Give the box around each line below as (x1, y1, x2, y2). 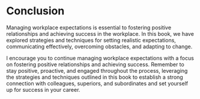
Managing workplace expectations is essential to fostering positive (6, 24, 172, 31)
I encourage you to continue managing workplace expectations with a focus (6, 54, 194, 61)
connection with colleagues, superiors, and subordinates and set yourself (6, 79, 188, 87)
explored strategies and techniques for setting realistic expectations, (6, 36, 176, 44)
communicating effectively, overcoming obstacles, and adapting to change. (6, 43, 193, 50)
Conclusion (6, 4, 65, 18)
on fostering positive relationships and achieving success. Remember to (6, 61, 184, 68)
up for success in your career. (6, 86, 80, 93)
